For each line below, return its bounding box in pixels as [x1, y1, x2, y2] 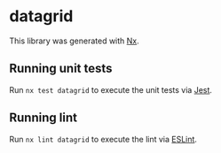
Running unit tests [9, 61, 113, 76]
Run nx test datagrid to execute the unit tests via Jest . [9, 84, 213, 95]
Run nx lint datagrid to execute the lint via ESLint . [9, 134, 198, 144]
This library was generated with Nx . [9, 35, 139, 46]
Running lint [9, 111, 78, 126]
